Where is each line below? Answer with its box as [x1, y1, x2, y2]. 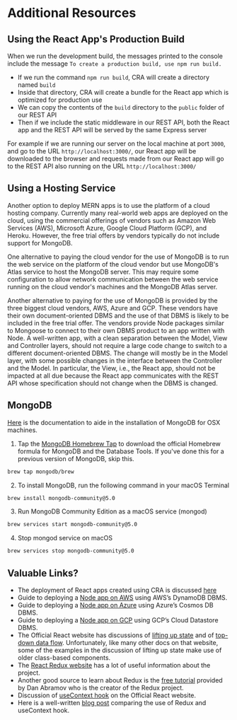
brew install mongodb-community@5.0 [7, 494, 115, 501]
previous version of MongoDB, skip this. [17, 454, 134, 463]
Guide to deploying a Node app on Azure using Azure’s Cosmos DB [17, 600, 214, 609]
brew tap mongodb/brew [7, 468, 74, 475]
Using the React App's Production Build [7, 33, 185, 45]
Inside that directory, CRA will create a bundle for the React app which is [17, 88, 229, 96]
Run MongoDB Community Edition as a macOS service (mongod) [17, 507, 207, 516]
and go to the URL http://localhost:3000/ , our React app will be [7, 147, 197, 155]
